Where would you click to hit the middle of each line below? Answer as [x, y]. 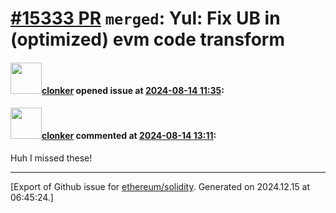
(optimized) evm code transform [147, 39]
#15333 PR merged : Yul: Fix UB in [145, 18]
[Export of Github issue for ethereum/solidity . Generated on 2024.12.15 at [160, 186]
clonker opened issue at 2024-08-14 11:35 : [133, 90]
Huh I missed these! [51, 158]
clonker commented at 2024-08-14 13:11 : [129, 136]
